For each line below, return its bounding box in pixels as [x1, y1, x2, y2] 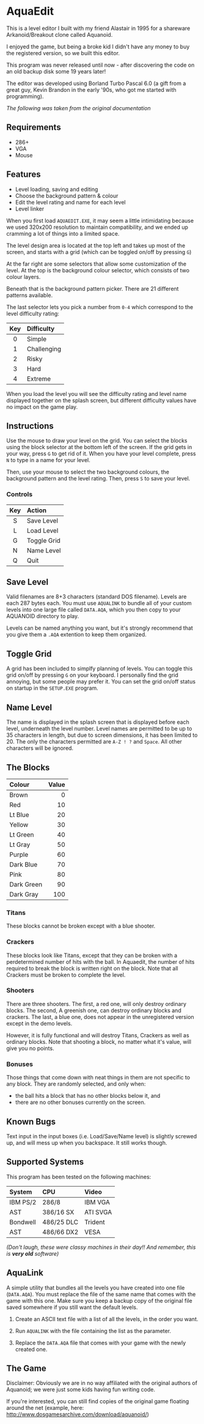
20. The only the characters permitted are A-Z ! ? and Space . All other [6, 738, 182, 745]
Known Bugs [6, 1116, 56, 1127]
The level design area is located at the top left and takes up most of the [6, 242, 186, 249]
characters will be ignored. [6, 745, 74, 752]
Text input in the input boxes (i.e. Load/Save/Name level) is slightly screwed [6, 1132, 197, 1139]
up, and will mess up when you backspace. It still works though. [6, 1139, 167, 1146]
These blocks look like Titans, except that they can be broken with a [6, 952, 178, 959]
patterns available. [6, 291, 53, 299]
